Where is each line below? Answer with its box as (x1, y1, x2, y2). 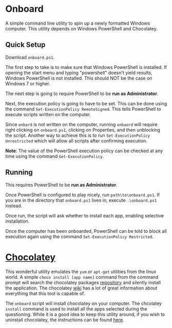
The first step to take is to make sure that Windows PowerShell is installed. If (5, 64, 167, 70)
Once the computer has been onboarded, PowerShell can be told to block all (5, 228, 167, 234)
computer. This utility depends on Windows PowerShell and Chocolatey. (5, 25, 158, 31)
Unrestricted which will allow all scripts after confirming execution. (5, 137, 147, 144)
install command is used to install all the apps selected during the (5, 305, 147, 312)
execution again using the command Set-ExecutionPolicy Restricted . (5, 233, 154, 240)
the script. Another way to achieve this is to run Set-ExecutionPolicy (5, 132, 150, 138)
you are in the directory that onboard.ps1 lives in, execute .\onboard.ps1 (5, 197, 157, 203)
